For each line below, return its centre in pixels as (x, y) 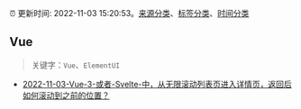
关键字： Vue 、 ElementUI (75, 65)
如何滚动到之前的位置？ (66, 95)
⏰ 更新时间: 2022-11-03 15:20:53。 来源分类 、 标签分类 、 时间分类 (129, 13)
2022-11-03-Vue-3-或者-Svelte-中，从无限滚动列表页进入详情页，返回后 (157, 84)
